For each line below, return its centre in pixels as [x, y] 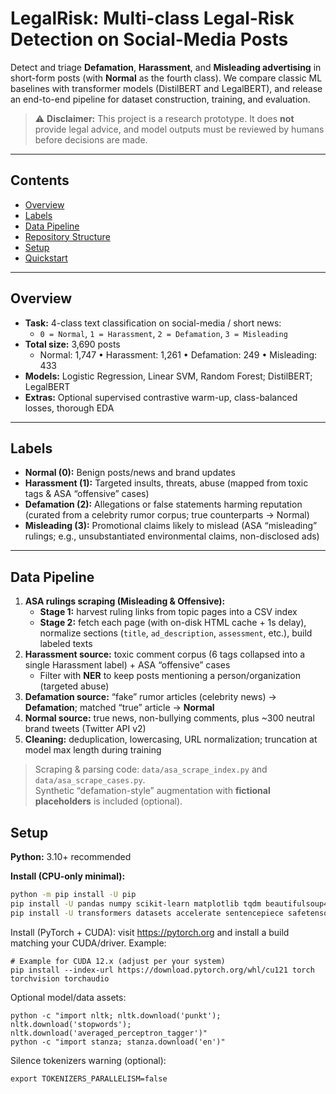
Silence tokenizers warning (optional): [88, 1060]
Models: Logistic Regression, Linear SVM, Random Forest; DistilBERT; [168, 376]
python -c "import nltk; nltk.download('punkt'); [116, 1015]
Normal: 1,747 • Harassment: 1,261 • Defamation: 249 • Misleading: [178, 354]
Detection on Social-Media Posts [149, 39]
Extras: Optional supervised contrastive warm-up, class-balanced [161, 397]
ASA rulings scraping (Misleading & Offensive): [125, 601]
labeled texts [66, 644]
